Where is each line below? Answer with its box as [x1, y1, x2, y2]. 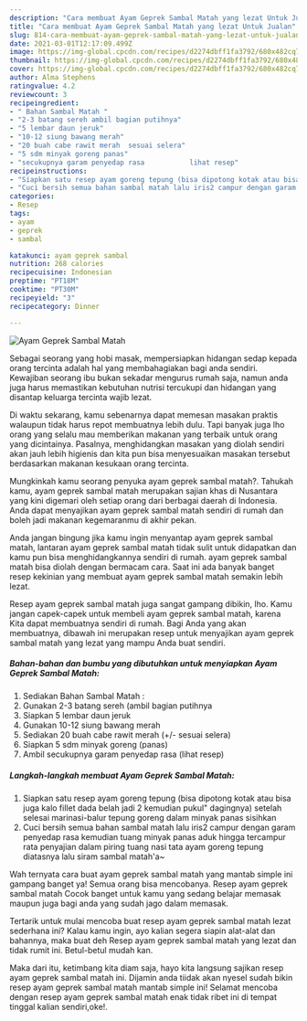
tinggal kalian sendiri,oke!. [9, 1002, 108, 1013]
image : [9, 48, 35, 57]
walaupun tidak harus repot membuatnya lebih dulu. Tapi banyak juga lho [9, 419, 285, 430]
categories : [9, 192, 55, 201]
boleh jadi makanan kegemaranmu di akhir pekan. [9, 514, 197, 526]
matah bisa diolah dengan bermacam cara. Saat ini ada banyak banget [9, 561, 275, 572]
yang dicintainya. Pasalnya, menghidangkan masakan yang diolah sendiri [9, 438, 285, 449]
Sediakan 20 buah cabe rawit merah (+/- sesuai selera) [22, 729, 231, 740]
